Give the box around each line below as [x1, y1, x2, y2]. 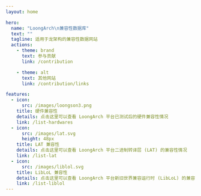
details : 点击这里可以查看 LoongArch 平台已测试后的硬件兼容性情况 [16, 113, 169, 120]
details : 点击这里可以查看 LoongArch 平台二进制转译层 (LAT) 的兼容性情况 [16, 147, 187, 153]
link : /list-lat [16, 153, 58, 159]
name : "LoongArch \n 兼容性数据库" [11, 25, 89, 31]
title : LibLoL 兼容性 [16, 169, 68, 176]
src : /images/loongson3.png [21, 102, 92, 108]
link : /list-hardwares [16, 119, 73, 125]
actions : [11, 42, 33, 48]
